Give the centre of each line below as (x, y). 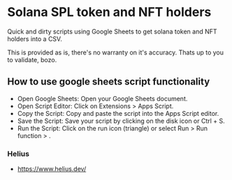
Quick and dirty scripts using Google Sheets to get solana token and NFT (113, 31)
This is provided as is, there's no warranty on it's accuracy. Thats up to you (116, 52)
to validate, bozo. (32, 59)
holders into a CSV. (35, 38)
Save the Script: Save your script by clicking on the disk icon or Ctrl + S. (121, 121)
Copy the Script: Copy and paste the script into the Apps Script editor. (118, 113)
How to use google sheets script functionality (109, 82)
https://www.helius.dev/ (52, 169)
